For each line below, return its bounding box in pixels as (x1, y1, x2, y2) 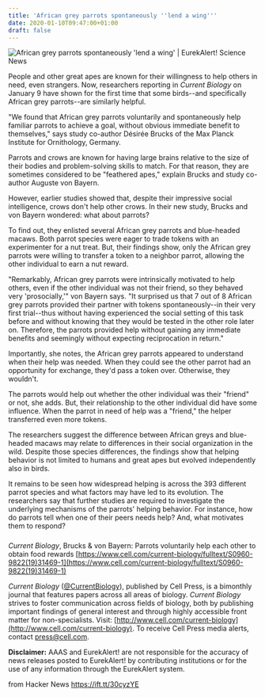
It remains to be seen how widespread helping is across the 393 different (8, 479, 247, 489)
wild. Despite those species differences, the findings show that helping (8, 447, 240, 456)
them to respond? (8, 521, 66, 531)
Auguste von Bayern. (31, 178, 100, 188)
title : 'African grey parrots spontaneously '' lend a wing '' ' (8, 11, 218, 20)
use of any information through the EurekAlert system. (8, 665, 185, 674)
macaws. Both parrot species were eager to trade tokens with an (8, 234, 219, 244)
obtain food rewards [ (8, 550, 79, 559)
